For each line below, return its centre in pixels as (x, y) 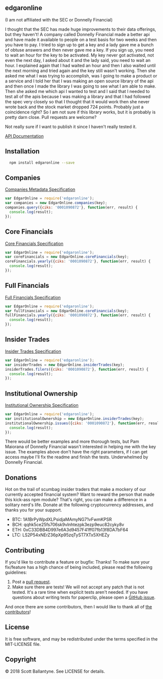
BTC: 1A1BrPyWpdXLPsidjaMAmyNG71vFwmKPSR (62, 519)
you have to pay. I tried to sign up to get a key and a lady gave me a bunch (79, 45)
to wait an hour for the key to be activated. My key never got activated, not (80, 55)
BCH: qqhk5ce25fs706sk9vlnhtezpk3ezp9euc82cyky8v (68, 525)
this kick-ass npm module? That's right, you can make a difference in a (76, 500)
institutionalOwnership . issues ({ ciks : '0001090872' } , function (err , (76, 423)
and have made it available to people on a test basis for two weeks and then (81, 39)
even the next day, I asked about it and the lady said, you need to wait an (78, 60)
